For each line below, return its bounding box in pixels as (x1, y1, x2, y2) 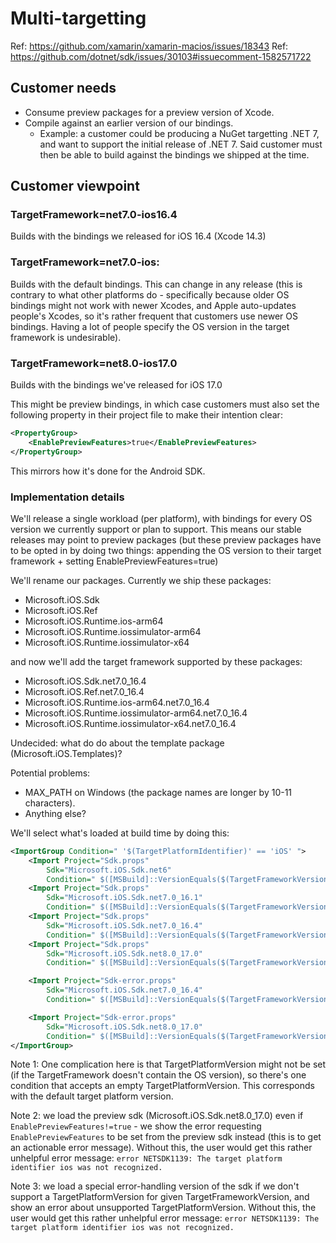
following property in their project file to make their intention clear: (10, 409, 283, 421)
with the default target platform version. (10, 1090, 174, 1102)
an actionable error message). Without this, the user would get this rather (10, 1142, 313, 1154)
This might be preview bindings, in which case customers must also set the (10, 398, 320, 411)
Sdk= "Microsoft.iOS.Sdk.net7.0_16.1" (46, 893, 203, 903)
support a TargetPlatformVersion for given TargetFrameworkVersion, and (10, 1191, 310, 1203)
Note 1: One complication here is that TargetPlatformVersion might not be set (10, 1058, 327, 1071)
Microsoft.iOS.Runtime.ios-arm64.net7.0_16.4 (24, 696, 210, 708)
